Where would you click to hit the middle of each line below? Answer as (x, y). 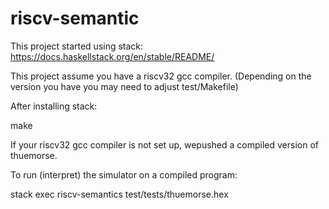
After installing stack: (54, 106)
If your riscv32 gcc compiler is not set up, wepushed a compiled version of (164, 144)
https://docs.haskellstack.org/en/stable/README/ (112, 56)
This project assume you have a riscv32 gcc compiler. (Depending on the (161, 76)
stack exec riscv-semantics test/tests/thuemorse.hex (119, 194)
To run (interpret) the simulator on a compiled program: (124, 174)
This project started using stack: (77, 46)
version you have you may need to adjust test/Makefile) (124, 86)
